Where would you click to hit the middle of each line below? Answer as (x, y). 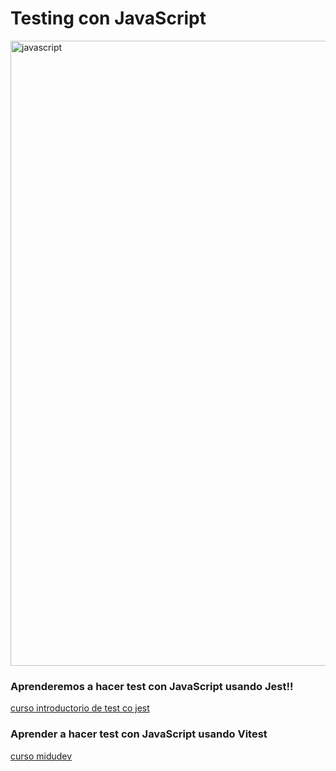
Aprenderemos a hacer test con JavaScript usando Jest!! (152, 686)
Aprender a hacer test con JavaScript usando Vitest (139, 734)
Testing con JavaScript (108, 18)
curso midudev (41, 756)
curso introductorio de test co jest (80, 708)
